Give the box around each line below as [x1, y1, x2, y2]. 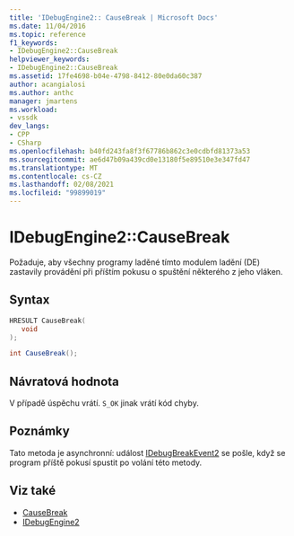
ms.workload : [9, 105, 58, 114]
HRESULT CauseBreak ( [9, 316, 87, 325]
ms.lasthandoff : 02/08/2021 [9, 180, 115, 189]
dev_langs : [9, 122, 50, 131]
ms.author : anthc [9, 88, 74, 97]
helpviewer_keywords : [9, 55, 91, 64]
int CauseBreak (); [9, 349, 78, 358]
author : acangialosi [9, 80, 87, 89]
